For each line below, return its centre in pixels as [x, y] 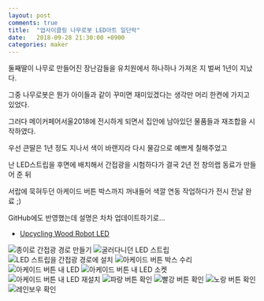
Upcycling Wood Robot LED [65, 234]
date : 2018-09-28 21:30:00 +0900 [67, 37]
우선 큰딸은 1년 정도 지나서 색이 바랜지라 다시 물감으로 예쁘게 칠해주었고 [118, 148]
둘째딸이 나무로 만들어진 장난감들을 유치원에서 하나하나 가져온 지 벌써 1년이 [123, 69]
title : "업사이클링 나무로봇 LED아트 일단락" [74, 30]
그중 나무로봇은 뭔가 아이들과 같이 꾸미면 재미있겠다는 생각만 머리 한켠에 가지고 [129, 95]
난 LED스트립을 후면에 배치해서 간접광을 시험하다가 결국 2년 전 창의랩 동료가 [125, 165]
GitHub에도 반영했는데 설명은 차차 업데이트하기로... [87, 218]
